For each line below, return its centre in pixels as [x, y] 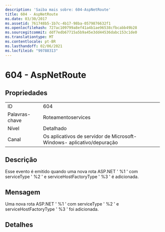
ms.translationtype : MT [29, 37]
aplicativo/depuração [93, 142]
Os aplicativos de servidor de [77, 136]
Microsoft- [124, 136]
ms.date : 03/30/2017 [26, 19]
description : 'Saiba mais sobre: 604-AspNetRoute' [58, 10]
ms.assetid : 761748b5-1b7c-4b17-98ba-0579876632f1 [58, 23]
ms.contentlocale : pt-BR [30, 42]
